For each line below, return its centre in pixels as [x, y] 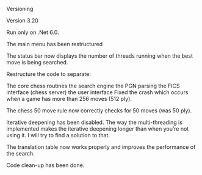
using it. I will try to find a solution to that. [58, 135]
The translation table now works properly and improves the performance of [101, 147]
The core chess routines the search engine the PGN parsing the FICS [93, 86]
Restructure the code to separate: [49, 74]
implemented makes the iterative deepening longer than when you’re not [98, 129]
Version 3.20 [22, 20]
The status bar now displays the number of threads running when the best [100, 56]
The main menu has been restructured [54, 44]
